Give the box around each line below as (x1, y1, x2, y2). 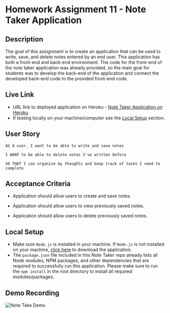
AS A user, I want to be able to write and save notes (5, 143, 124, 148)
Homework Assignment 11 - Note (5, 4, 147, 15)
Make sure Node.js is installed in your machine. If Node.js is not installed (12, 241, 164, 248)
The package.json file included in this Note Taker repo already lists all (12, 252, 158, 258)
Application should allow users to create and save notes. (12, 193, 131, 199)
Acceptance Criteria (5, 180, 71, 188)
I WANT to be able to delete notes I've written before (5, 152, 126, 157)
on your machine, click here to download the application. (12, 247, 132, 253)
